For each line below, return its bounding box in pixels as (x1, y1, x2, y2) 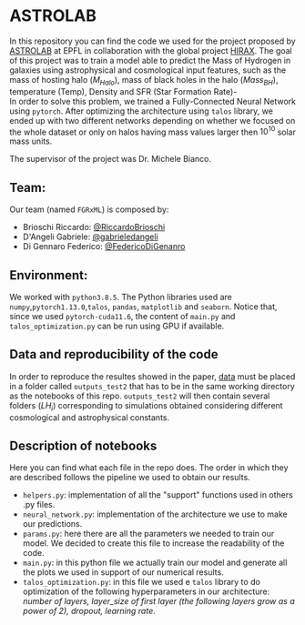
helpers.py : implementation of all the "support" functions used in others (22, 489, 293, 500)
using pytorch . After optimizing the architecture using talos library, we (9, 106, 273, 116)
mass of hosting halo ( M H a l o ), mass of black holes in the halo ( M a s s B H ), (9, 74, 279, 87)
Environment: (9, 267, 88, 283)
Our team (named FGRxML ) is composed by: (9, 204, 169, 215)
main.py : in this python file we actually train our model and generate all (22, 557, 288, 569)
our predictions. (22, 519, 83, 529)
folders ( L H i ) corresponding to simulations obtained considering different (9, 399, 284, 413)
